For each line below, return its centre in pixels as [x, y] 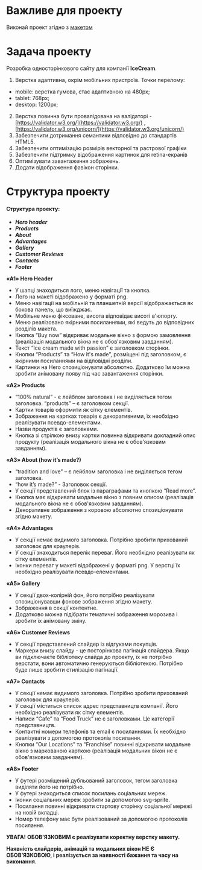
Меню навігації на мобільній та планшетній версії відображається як [104, 303]
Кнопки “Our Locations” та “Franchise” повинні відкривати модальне [103, 745]
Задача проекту [49, 52]
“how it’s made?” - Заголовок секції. [61, 484]
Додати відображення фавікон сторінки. [67, 167]
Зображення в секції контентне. [56, 608]
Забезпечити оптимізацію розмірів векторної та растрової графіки [101, 148]
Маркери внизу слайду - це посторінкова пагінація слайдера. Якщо [102, 651]
